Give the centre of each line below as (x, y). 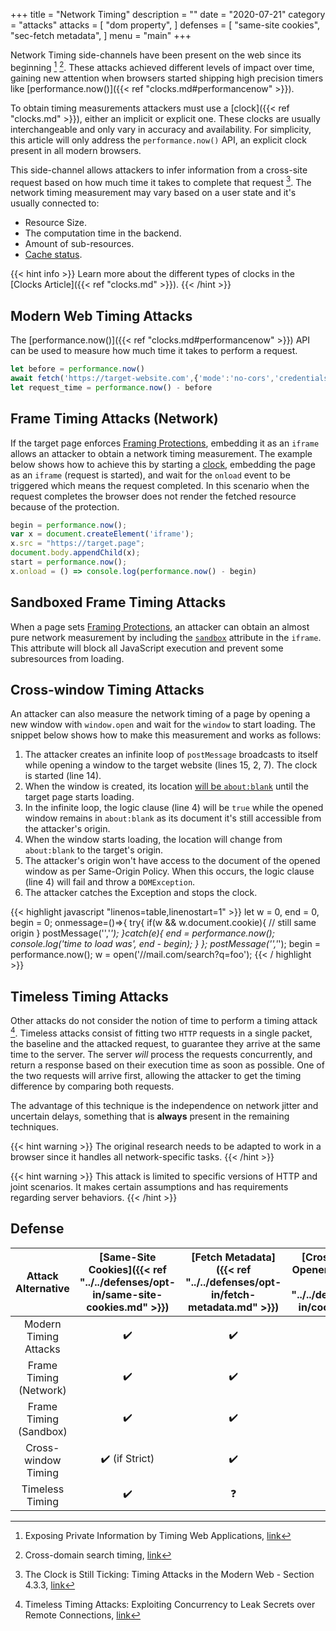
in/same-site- (127, 1294)
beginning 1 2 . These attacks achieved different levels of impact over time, (162, 66)
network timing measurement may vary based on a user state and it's (153, 193)
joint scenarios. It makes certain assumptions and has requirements (149, 1186)
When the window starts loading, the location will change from (153, 840)
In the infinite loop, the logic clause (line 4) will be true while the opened (174, 808)
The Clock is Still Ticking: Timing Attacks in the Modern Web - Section (169, 1574)
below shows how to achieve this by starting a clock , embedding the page (163, 464)
